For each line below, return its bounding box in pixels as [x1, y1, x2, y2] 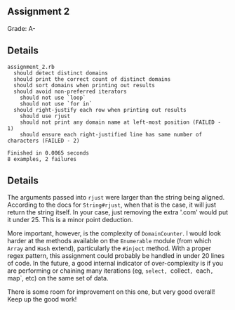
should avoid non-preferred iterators [13, 88, 128, 95]
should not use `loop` [20, 94, 86, 101]
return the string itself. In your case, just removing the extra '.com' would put [7, 208, 229, 217]
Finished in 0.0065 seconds [7, 149, 90, 157]
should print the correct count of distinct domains [13, 75, 171, 83]
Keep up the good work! [7, 295, 77, 304]
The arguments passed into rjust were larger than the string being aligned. [7, 193, 225, 202]
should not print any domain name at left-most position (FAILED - [20, 119, 221, 126]
